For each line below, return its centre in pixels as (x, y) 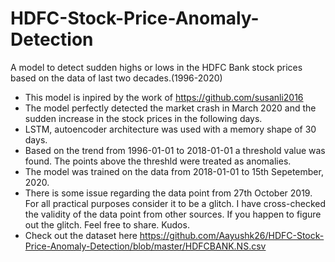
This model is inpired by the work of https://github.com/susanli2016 (164, 97)
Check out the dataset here (81, 235)
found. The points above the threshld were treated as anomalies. (158, 161)
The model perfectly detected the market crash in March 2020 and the (170, 108)
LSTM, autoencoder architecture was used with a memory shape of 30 (170, 129)
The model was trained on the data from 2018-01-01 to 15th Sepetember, (174, 171)
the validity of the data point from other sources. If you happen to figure (173, 214)
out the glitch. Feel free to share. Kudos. (107, 224)
